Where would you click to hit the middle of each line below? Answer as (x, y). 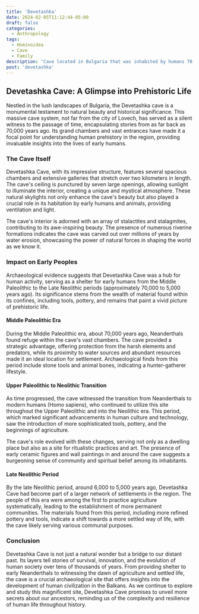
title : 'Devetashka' (32, 12)
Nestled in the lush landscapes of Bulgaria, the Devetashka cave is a (90, 105)
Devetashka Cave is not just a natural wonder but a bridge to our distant (94, 554)
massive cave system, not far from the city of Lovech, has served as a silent (99, 118)
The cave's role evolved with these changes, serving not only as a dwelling (98, 442)
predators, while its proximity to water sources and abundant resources (94, 353)
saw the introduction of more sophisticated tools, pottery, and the (86, 424)
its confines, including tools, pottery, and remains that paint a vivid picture (97, 300)
